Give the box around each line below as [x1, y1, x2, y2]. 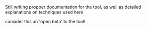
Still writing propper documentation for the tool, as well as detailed [5, 4, 142, 10]
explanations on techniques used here [5, 9, 83, 15]
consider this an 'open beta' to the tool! [5, 19, 86, 24]
